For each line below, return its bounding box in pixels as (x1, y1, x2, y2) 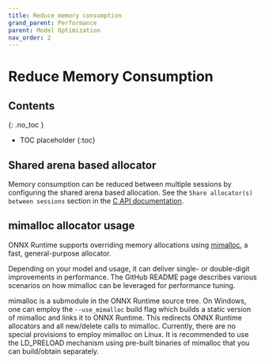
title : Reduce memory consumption (8, 11, 123, 20)
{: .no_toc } (8, 120, 44, 130)
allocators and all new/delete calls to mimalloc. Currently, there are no (8, 321, 236, 331)
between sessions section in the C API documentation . (8, 196, 184, 206)
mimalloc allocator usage (8, 219, 135, 233)
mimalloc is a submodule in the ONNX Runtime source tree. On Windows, (8, 296, 247, 305)
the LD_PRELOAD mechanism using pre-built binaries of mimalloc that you (8, 338, 250, 347)
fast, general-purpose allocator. (8, 248, 112, 258)
